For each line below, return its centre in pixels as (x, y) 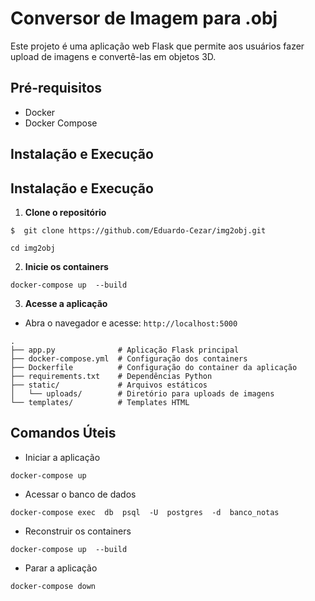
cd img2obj (33, 248)
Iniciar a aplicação (62, 457)
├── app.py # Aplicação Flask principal (125, 350)
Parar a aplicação (61, 568)
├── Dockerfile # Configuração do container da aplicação (154, 367)
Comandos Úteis (63, 433)
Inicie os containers (66, 266)
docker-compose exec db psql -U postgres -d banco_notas (145, 512)
